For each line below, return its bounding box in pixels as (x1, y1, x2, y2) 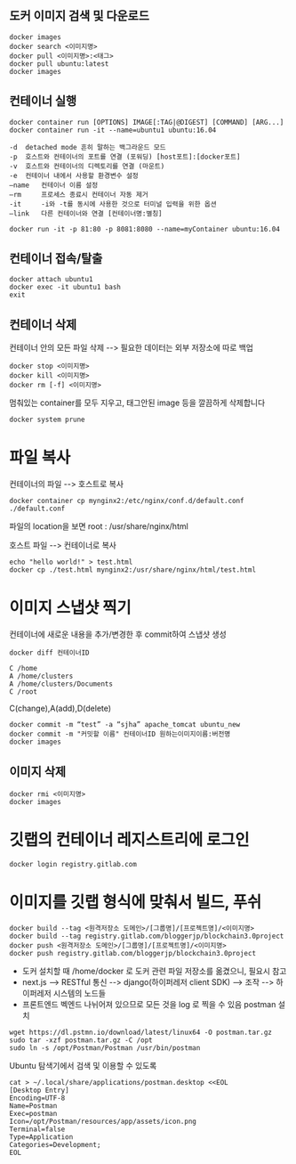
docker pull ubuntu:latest (9, 59, 109, 69)
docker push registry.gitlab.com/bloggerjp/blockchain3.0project (9, 948, 256, 957)
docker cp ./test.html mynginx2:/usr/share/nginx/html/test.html (9, 566, 256, 574)
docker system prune (9, 415, 86, 425)
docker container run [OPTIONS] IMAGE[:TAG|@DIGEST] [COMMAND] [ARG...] (9, 118, 284, 126)
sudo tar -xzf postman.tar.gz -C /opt (9, 1036, 153, 1045)
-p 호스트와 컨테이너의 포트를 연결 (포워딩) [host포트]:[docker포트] (9, 152, 241, 161)
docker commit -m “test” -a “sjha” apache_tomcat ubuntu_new (9, 720, 241, 729)
